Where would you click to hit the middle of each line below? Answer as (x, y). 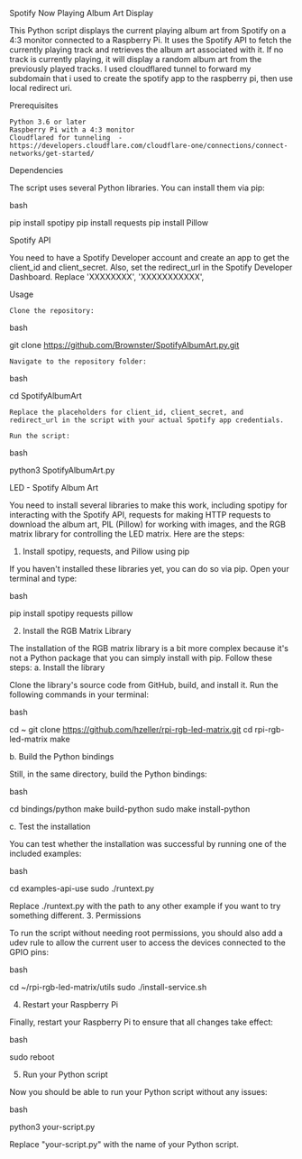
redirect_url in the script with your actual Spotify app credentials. (146, 420)
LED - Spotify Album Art (54, 488)
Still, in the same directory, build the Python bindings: (108, 774)
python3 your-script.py (52, 1127)
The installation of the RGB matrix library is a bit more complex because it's (149, 648)
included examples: (46, 853)
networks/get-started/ (52, 153)
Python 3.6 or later (48, 122)
